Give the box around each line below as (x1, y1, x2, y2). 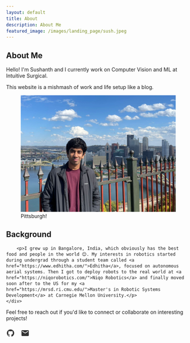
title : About (6, 15, 38, 22)
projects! (6, 315, 27, 322)
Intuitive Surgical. (6, 72, 48, 79)
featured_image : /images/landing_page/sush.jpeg (6, 28, 127, 34)
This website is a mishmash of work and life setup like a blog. (6, 84, 154, 91)
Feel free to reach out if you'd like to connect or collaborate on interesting (6, 308, 184, 316)
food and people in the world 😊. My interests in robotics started (6, 252, 176, 257)
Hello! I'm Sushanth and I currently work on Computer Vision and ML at (6, 66, 178, 73)
